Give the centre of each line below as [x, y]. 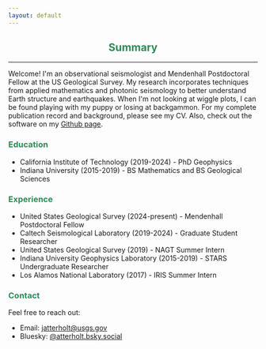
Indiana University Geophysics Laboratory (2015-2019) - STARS [123, 258]
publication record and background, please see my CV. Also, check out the [130, 116]
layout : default [35, 15]
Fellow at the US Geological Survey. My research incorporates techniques [129, 82]
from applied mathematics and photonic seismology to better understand [127, 91]
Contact [24, 295]
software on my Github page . [56, 124]
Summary [133, 48]
